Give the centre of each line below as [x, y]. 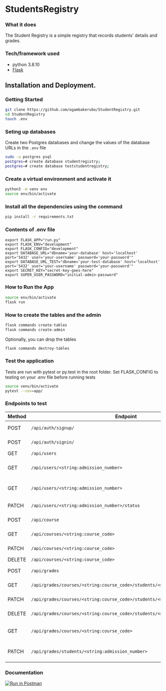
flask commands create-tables [36, 325]
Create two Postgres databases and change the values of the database [77, 143]
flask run [15, 302]
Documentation [24, 673]
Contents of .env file [30, 230]
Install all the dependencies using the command [64, 206]
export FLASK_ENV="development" [38, 244]
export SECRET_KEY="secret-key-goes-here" [49, 270]
